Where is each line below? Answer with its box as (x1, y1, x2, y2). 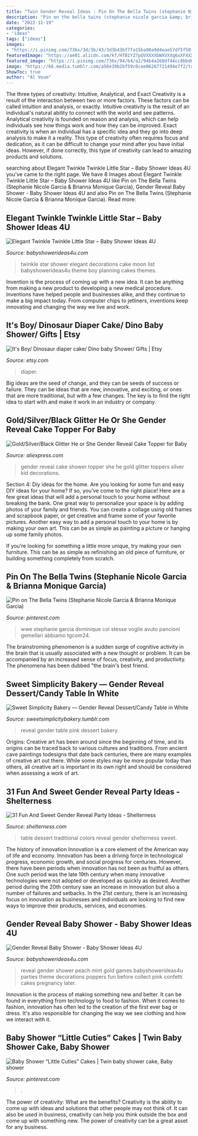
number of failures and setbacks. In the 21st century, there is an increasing (6, 890, 187, 896)
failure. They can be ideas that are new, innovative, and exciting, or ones (6, 385, 182, 392)
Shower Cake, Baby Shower (6, 1042, 110, 1052)
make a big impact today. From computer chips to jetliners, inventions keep (6, 297, 189, 304)
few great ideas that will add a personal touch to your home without (6, 493, 170, 500)
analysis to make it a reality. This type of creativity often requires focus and (6, 134, 189, 141)
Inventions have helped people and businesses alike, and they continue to (6, 290, 186, 298)
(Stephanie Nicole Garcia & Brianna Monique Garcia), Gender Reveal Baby (6, 183, 186, 190)
